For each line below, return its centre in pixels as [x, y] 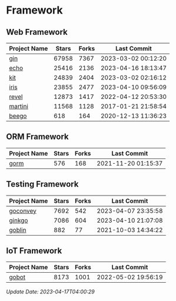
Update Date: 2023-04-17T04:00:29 [51, 292]
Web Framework [37, 32]
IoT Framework [34, 251]
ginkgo [19, 220]
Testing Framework [42, 184]
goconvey [23, 211]
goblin [18, 230]
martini [19, 106]
